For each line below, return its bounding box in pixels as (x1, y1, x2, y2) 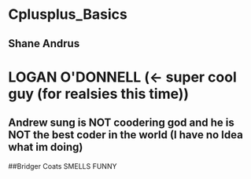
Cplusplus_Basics (8, 5, 127, 24)
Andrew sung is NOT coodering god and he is (8, 116, 234, 130)
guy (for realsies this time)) (8, 85, 190, 103)
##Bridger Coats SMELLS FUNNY (8, 161, 117, 170)
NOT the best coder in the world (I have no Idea (8, 128, 244, 142)
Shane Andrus (8, 37, 80, 50)
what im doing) (8, 141, 83, 154)
